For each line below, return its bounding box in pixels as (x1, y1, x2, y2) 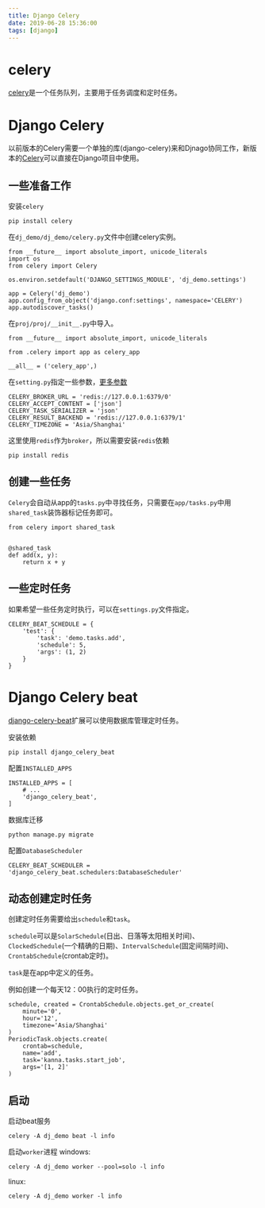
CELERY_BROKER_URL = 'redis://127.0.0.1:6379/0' (8, 393, 172, 401)
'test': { (22, 627, 56, 635)
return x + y (22, 558, 66, 566)
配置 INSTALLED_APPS (8, 763, 73, 773)
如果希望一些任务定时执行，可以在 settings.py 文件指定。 (8, 604, 194, 614)
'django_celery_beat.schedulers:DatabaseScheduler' (8, 868, 182, 876)
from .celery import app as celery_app (8, 349, 140, 357)
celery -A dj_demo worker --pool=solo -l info (8, 1163, 165, 1171)
